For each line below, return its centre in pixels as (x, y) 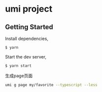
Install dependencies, (27, 38)
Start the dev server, (26, 56)
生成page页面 (19, 75)
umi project (29, 9)
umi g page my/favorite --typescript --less (51, 85)
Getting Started (29, 27)
